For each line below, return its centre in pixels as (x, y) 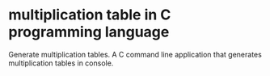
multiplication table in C (90, 15)
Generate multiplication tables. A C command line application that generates (135, 54)
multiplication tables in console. (61, 63)
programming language (89, 32)
